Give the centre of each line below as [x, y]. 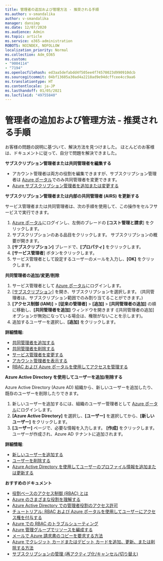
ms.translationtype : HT [29, 81]
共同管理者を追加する [33, 343]
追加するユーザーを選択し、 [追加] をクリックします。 [65, 322]
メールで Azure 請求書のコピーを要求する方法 [57, 536]
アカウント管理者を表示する [40, 361]
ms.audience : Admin [25, 32]
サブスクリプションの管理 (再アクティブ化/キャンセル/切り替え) [75, 554]
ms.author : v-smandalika [30, 14]
